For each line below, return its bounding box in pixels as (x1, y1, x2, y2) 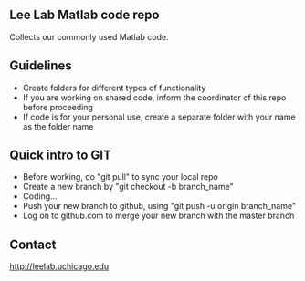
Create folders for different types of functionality (22, 82, 206, 93)
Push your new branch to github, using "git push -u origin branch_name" (22, 201, 297, 212)
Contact (9, 236, 57, 252)
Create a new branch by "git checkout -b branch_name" (22, 182, 235, 193)
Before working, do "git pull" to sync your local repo (22, 172, 219, 182)
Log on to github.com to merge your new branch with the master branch (22, 210, 295, 222)
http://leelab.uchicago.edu (9, 261, 110, 272)
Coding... (22, 191, 58, 202)
